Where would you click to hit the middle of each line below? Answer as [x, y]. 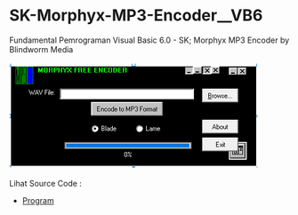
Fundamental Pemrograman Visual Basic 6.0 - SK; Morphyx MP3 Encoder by [149, 40]
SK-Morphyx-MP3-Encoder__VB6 [136, 16]
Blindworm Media [41, 49]
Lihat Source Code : [46, 183]
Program [38, 200]
